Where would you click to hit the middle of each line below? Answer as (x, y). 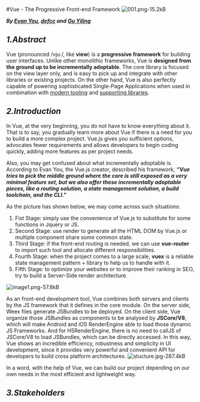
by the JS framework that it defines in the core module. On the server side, (98, 305)
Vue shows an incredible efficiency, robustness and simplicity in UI (89, 343)
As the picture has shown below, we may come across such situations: (93, 206)
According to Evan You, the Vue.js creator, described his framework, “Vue (98, 169)
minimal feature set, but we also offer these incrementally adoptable (94, 182)
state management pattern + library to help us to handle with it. (93, 262)
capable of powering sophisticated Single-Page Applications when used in (98, 86)
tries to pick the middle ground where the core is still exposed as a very (97, 175)
